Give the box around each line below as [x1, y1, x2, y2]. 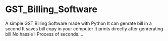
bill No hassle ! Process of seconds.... [5, 31, 84, 37]
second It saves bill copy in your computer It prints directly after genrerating [5, 25, 163, 31]
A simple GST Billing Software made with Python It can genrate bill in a [5, 20, 152, 26]
